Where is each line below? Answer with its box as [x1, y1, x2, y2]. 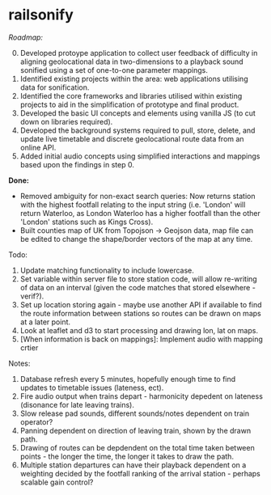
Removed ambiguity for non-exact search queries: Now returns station [19, 191, 256, 201]
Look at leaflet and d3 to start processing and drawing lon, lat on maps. [19, 325, 259, 335]
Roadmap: [8, 32, 43, 42]
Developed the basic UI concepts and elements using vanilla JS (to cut [19, 108, 256, 118]
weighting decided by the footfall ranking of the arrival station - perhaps [19, 468, 261, 478]
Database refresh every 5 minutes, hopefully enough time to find [19, 374, 236, 383]
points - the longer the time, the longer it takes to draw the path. [19, 451, 235, 461]
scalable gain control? [19, 477, 94, 487]
